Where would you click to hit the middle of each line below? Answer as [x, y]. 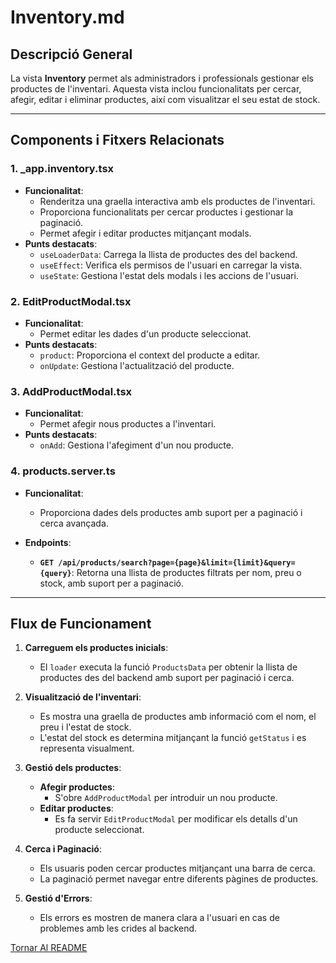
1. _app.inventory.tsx [62, 169]
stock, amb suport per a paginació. [111, 583]
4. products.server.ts [63, 471]
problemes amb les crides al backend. [118, 928]
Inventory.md [67, 17]
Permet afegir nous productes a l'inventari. [128, 424]
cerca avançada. [74, 523]
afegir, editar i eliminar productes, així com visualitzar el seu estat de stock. [165, 99]
